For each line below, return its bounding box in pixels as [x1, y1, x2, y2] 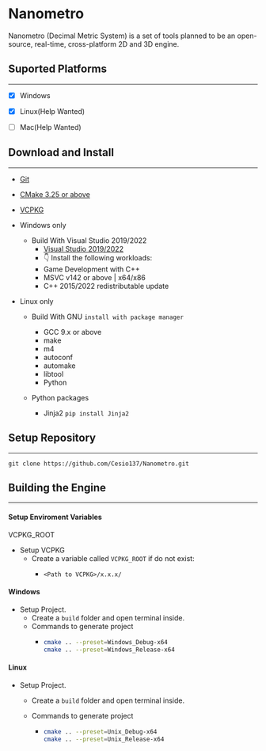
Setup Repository [8, 431, 97, 445]
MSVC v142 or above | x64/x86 [43, 272, 146, 282]
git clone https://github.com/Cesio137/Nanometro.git [8, 460, 190, 468]
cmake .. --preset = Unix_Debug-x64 [43, 727, 158, 736]
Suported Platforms [8, 63, 108, 76]
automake [43, 361, 77, 370]
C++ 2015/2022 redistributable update [43, 281, 169, 290]
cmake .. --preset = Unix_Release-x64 [43, 735, 165, 743]
